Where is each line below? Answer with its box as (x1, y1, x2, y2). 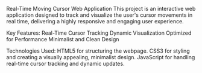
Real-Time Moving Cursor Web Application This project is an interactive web (6, 5, 196, 12)
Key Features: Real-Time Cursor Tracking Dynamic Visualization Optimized (6, 29, 192, 36)
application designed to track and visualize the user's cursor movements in (6, 11, 193, 19)
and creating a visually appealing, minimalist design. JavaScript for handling (6, 54, 195, 60)
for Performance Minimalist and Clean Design (6, 36, 119, 42)
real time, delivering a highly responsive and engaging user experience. (6, 18, 184, 25)
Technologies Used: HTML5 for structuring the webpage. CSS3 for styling (6, 47, 190, 54)
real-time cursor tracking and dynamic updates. (6, 60, 125, 67)
